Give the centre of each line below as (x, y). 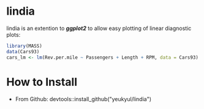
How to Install (42, 82)
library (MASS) (25, 46)
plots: (13, 34)
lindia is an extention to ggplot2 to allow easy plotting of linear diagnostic (99, 28)
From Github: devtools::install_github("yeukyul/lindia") (83, 99)
